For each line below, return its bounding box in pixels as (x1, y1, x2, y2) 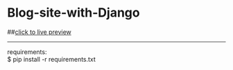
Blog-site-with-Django (7, 5, 140, 21)
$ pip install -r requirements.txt (7, 55, 96, 63)
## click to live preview (7, 28, 71, 36)
